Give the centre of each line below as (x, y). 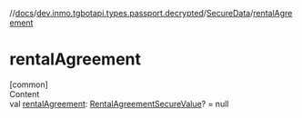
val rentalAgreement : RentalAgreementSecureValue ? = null (119, 103)
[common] (29, 84)
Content (25, 93)
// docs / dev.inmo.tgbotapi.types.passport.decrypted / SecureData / (131, 13)
